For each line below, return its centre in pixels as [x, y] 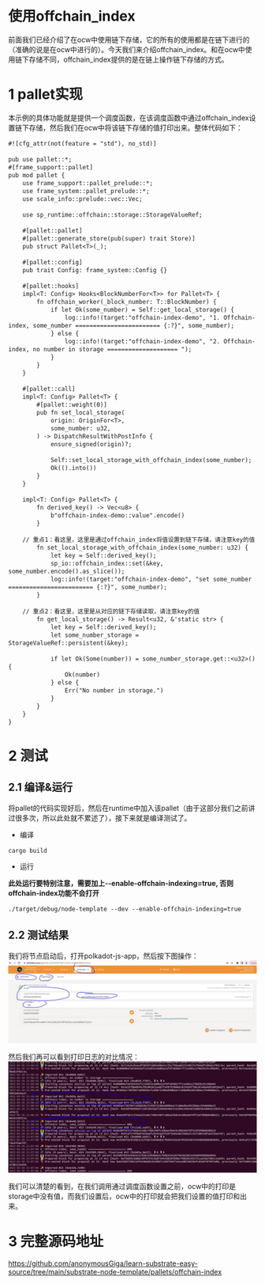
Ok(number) [82, 674]
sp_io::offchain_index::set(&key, [107, 563]
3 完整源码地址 [56, 1241]
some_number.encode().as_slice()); [67, 571]
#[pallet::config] [52, 262]
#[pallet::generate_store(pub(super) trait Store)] [109, 238]
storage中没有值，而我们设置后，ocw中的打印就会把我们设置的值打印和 [124, 1196]
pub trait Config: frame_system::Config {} [95, 270]
